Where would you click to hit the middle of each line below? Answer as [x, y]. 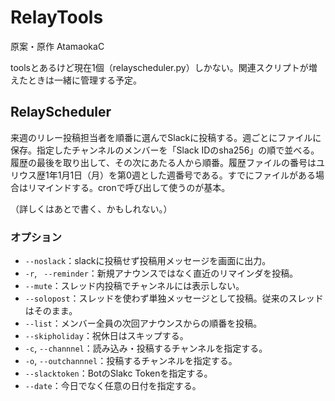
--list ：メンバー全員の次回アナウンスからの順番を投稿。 [143, 323]
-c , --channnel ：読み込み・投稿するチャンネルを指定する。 [146, 348]
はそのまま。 [51, 311]
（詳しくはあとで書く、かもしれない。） [91, 208]
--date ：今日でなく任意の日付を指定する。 [113, 386]
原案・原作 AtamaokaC [57, 46]
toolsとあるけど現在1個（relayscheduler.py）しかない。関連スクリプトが [159, 67]
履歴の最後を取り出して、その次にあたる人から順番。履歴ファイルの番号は [163, 162]
